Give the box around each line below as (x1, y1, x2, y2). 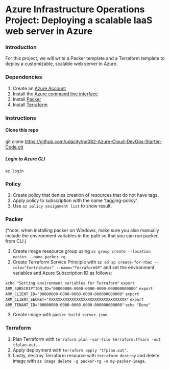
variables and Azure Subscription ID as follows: (12, 270, 112, 276)
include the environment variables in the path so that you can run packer (5, 233, 158, 239)
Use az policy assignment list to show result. (12, 203, 112, 209)
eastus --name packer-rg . (12, 254, 67, 260)
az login (5, 168, 24, 174)
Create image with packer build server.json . (12, 312, 109, 318)
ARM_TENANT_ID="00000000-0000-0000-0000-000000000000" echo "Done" (5, 302, 151, 308)
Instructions (5, 114, 37, 121)
